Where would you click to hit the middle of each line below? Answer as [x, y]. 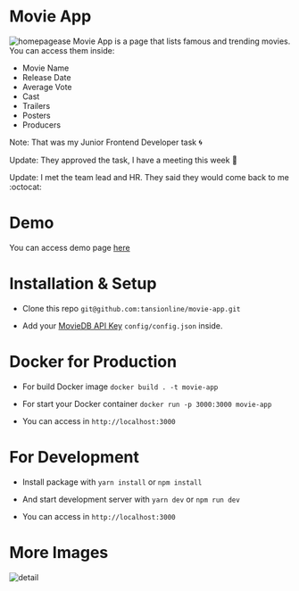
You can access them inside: [62, 50]
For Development [75, 457]
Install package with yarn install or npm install [112, 482]
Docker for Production [93, 362]
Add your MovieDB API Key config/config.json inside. [122, 325]
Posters [36, 115]
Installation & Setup [83, 284]
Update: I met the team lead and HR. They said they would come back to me [149, 177]
